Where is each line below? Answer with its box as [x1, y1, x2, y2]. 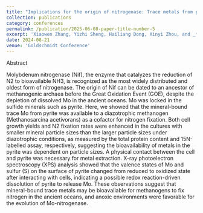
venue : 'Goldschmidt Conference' [6, 43, 91, 49]
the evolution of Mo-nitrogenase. [6, 199, 89, 206]
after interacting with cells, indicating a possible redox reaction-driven [6, 174, 181, 181]
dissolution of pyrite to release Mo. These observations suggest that [6, 180, 176, 188]
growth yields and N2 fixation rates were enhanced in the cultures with [6, 122, 182, 129]
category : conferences [6, 20, 63, 26]
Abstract [6, 59, 28, 67]
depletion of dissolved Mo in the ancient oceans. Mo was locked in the [6, 96, 182, 103]
